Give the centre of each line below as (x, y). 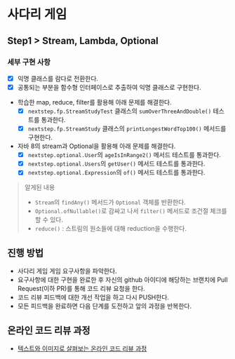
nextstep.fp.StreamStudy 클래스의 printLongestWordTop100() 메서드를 (127, 129)
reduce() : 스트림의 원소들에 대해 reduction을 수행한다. (111, 229)
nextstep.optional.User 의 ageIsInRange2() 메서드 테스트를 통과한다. (124, 155)
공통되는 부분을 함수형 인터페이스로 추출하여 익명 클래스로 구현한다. (109, 87)
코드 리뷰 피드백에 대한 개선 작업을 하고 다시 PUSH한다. (93, 297)
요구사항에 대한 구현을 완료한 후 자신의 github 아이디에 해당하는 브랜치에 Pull (122, 280)
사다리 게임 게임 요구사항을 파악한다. (67, 271)
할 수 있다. (49, 220)
